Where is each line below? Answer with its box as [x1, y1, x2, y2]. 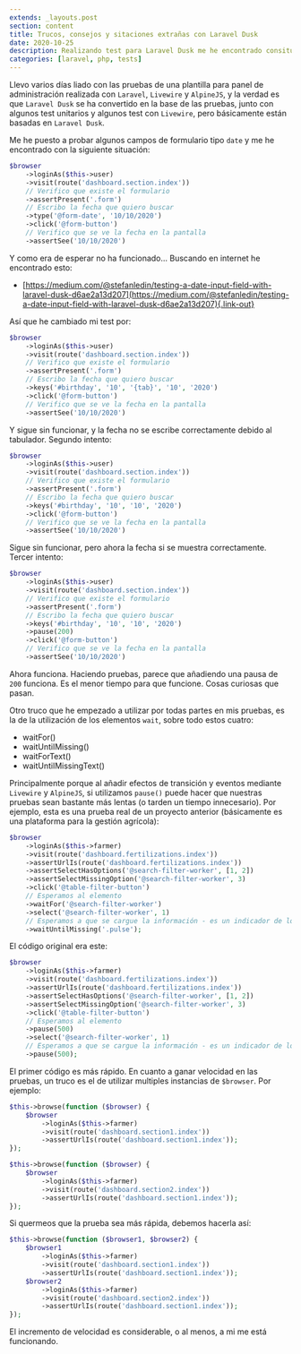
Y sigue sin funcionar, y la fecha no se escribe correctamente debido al [9, 424, 272, 435]
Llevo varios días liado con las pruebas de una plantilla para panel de [9, 80, 264, 90]
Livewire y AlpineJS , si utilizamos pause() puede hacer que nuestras [9, 787, 262, 798]
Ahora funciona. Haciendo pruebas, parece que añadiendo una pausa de [9, 668, 279, 679]
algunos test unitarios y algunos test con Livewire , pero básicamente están [9, 108, 287, 118]
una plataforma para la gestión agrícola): [9, 816, 159, 827]
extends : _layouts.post [9, 13, 99, 22]
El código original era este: [9, 941, 108, 952]
